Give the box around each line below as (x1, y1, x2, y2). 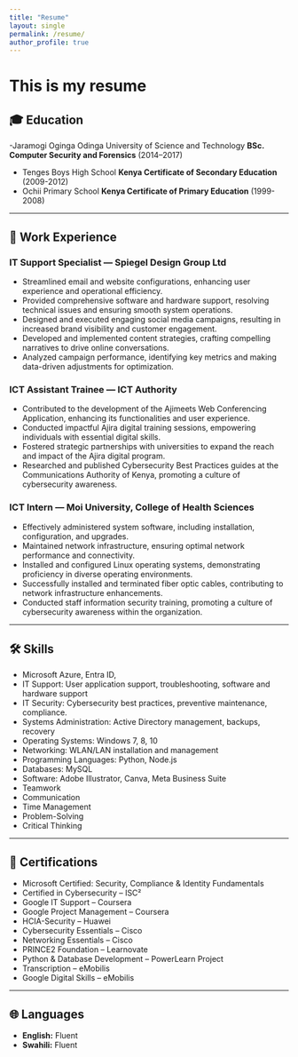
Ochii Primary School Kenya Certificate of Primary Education (21, 186, 249, 196)
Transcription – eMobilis (21, 963, 111, 974)
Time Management (21, 801, 91, 813)
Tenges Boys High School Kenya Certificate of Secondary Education (21, 167, 278, 178)
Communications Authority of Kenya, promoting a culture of (21, 470, 241, 481)
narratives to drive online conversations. (21, 342, 170, 353)
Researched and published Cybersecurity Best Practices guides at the (21, 460, 279, 471)
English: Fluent (21, 1029, 78, 1040)
